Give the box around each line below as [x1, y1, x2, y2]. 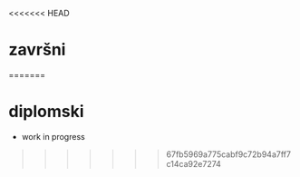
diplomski [8, 102, 84, 122]
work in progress [21, 131, 85, 142]
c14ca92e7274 [166, 158, 221, 169]
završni [8, 40, 66, 60]
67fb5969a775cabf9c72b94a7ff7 [166, 149, 292, 160]
